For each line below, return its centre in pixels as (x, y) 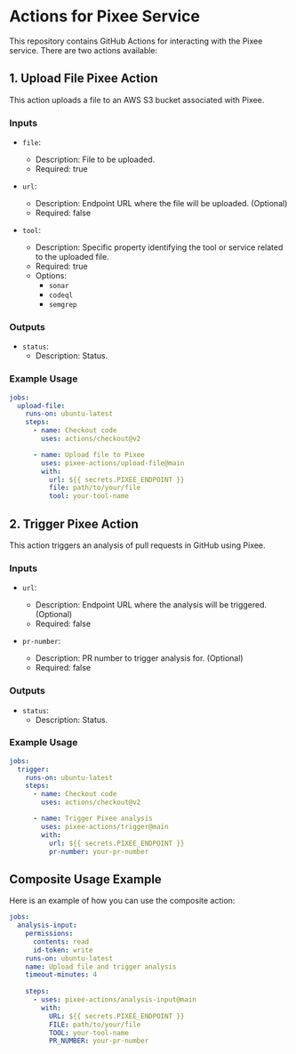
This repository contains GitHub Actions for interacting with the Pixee (136, 41)
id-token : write (63, 950)
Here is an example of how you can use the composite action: (122, 901)
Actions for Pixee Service (105, 16)
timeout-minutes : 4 (61, 975)
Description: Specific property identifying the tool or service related (159, 247)
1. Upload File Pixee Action (84, 79)
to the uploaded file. (72, 257)
